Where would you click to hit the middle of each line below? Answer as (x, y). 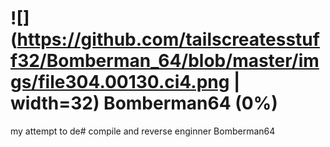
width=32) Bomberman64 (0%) (144, 103)
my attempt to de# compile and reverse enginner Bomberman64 (143, 131)
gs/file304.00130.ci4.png (120, 82)
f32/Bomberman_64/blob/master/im (165, 61)
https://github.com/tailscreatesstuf (168, 39)
